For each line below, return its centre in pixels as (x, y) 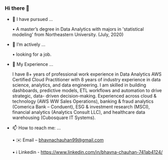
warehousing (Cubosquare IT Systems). (54, 118)
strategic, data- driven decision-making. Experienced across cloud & (84, 96)
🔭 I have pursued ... (32, 19)
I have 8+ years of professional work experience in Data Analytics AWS (87, 74)
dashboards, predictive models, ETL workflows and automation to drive (87, 90)
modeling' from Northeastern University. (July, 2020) (68, 35)
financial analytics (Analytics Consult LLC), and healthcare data (79, 112)
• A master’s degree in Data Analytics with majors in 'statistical (78, 29)
